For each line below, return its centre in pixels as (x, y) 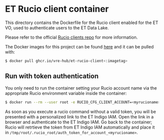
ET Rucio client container (57, 9)
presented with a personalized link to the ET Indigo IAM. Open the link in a (79, 117)
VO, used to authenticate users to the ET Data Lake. (57, 27)
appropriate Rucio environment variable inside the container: (66, 93)
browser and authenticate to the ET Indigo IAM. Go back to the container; (79, 122)
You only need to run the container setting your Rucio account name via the (81, 88)
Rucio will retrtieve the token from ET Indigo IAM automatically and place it (80, 127)
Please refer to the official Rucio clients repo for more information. (72, 37)
